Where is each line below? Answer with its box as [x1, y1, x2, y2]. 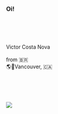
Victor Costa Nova [6, 43, 50, 50]
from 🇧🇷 [6, 56, 28, 64]
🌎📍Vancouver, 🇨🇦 [6, 63, 53, 70]
